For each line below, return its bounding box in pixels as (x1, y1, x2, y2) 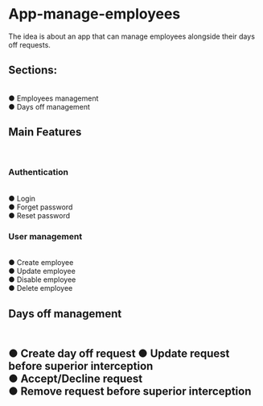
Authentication (8, 167, 68, 178)
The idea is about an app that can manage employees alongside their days (8, 31, 256, 41)
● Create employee (8, 258, 74, 267)
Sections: (8, 64, 58, 77)
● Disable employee (8, 275, 76, 284)
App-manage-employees (8, 5, 181, 23)
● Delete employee (8, 284, 73, 293)
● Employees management (8, 93, 99, 103)
